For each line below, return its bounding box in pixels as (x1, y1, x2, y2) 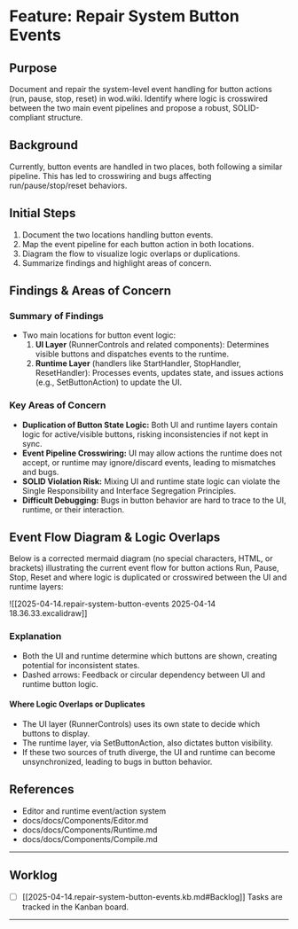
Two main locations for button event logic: (21, 330, 176, 340)
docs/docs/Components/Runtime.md (21, 824, 158, 835)
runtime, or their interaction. (21, 504, 125, 515)
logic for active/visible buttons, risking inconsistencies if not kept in (21, 428, 269, 440)
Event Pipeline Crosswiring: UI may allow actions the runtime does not (21, 448, 283, 458)
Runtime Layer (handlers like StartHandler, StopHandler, (35, 358, 242, 369)
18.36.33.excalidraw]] (9, 608, 88, 619)
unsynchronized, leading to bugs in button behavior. (21, 756, 213, 767)
